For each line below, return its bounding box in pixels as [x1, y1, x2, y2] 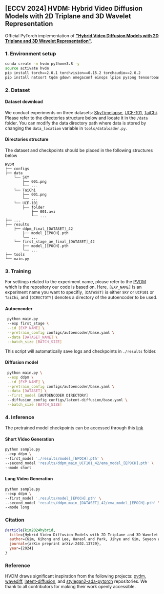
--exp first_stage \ [7, 321, 49, 326]
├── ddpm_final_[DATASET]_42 [14, 226, 73, 231]
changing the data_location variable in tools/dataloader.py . [5, 125, 127, 131]
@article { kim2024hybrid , [5, 527, 56, 533]
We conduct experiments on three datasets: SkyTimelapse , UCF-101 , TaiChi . [5, 109, 158, 115]
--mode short [5, 465, 32, 470]
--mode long [5, 505, 29, 510]
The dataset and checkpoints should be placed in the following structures [5, 147, 153, 153]
